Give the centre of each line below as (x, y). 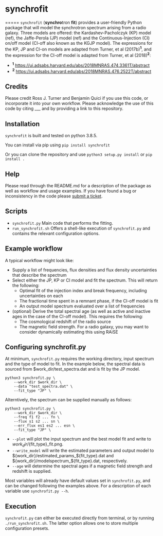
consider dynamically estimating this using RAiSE (69, 332)
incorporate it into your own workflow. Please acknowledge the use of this (79, 104)
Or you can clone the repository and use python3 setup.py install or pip (79, 155)
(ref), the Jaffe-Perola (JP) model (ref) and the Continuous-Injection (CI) (77, 38)
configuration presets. (27, 528)
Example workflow (34, 249)
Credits (17, 86)
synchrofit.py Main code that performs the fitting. (63, 223)
